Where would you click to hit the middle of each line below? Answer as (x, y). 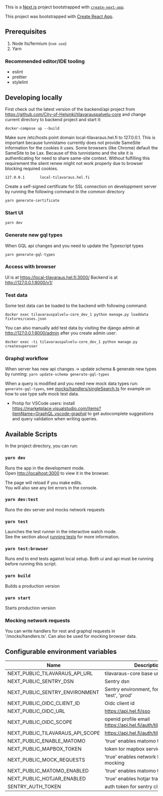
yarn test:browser (27, 549)
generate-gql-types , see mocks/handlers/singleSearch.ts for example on (78, 389)
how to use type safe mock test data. (42, 394)
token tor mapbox (125, 749)
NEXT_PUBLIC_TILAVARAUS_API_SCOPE (54, 733)
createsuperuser (21, 346)
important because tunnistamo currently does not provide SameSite (73, 143)
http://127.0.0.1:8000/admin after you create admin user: (61, 333)
